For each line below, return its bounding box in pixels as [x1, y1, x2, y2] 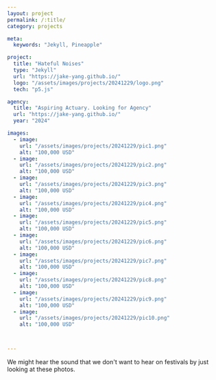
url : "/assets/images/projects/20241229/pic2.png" [19, 162, 167, 169]
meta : [7, 35, 23, 42]
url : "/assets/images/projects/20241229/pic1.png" [19, 142, 167, 150]
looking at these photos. [7, 365, 75, 373]
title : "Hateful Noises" [13, 60, 84, 67]
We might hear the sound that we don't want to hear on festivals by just [7, 358, 209, 366]
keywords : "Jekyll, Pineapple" [13, 42, 103, 49]
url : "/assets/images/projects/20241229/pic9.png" [19, 296, 167, 302]
